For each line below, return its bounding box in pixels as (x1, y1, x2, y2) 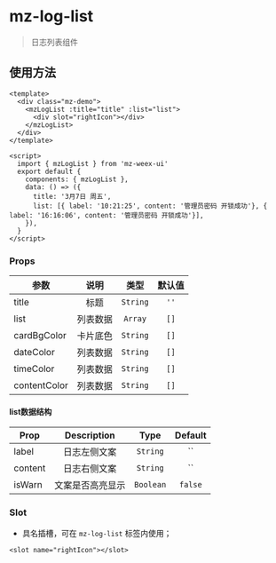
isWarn (13, 479, 43, 491)
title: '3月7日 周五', (32, 192, 112, 201)
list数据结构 (9, 406, 52, 416)
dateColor (13, 346, 55, 359)
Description (65, 429, 115, 441)
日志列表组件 (30, 36, 78, 47)
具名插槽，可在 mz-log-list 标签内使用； (21, 527, 172, 538)
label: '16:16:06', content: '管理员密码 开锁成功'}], (9, 210, 204, 219)
